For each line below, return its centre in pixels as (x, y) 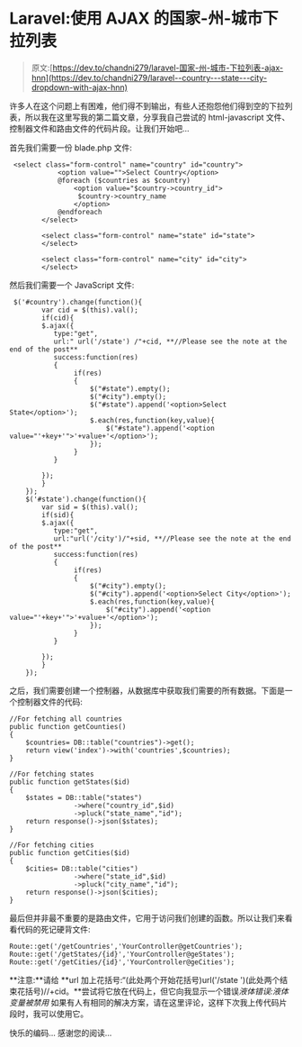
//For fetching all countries (66, 719)
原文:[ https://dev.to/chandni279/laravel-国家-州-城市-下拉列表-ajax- (157, 68)
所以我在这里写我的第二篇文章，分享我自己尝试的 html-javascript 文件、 (157, 117)
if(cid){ (58, 318)
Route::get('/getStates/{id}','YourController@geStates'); (122, 954)
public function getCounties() (68, 726)
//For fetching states (52, 774)
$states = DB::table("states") (84, 797)
